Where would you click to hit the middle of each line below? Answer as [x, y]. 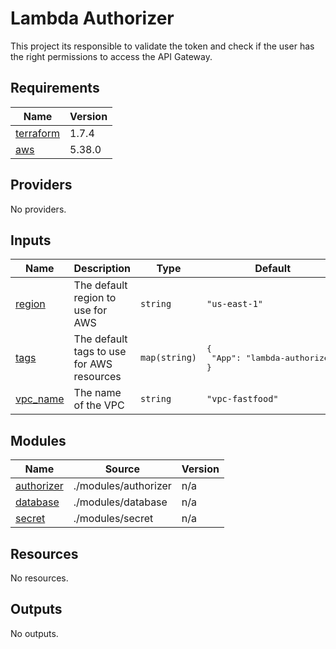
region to [95, 298]
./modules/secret [113, 519]
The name [97, 393]
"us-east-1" [235, 304]
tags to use [100, 352]
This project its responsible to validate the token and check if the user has [162, 46]
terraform [38, 133]
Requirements [55, 88]
